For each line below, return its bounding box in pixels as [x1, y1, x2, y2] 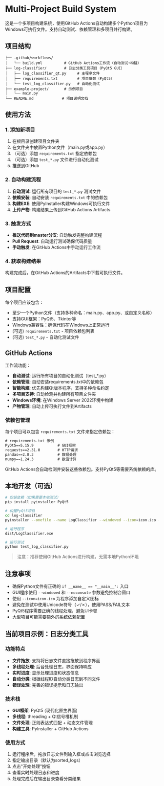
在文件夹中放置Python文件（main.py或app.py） [12, 144, 108, 150]
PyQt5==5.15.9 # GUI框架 [5, 443, 76, 448]
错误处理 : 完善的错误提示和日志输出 [12, 682, 83, 688]
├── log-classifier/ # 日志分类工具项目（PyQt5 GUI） [5, 66, 124, 70]
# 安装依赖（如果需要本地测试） [5, 495, 61, 500]
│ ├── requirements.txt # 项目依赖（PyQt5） [5, 76, 115, 81]
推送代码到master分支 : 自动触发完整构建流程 [12, 232, 102, 238]
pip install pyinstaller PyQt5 [5, 500, 69, 505]
